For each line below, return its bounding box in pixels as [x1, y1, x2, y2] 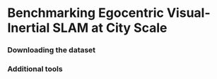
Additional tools [7, 64, 63, 74]
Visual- [166, 5, 211, 21]
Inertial [7, 20, 50, 36]
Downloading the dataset [7, 45, 96, 55]
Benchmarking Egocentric [7, 5, 165, 21]
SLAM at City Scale [52, 20, 168, 36]
